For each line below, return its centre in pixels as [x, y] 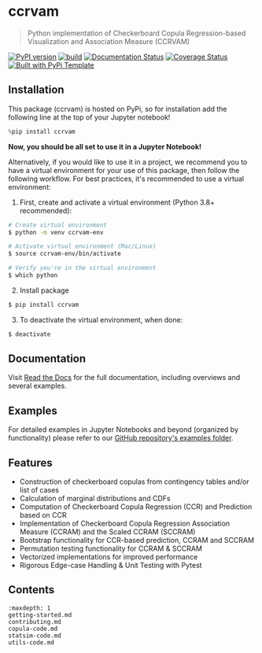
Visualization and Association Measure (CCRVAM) [109, 41]
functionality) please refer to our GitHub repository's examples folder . [121, 438]
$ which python [33, 275]
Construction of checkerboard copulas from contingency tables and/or [134, 481]
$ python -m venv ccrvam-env [56, 232]
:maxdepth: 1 [30, 608]
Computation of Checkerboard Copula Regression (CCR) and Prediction [136, 507]
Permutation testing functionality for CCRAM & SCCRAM [111, 548]
